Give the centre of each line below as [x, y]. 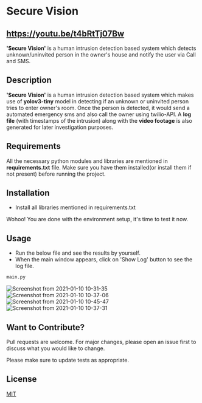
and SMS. [19, 61]
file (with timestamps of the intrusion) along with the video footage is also [99, 120]
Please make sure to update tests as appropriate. [68, 360]
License [22, 379]
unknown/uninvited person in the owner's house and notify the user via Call [101, 55]
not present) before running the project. [56, 174]
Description [29, 80]
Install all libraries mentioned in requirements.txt [75, 207]
